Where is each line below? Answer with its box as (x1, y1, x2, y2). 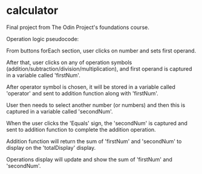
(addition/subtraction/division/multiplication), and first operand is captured (6, 65, 192, 72)
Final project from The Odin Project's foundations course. (6, 24, 149, 31)
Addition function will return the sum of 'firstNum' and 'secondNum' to (6, 137, 182, 145)
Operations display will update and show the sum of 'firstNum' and (6, 155, 172, 163)
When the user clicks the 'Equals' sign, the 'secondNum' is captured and (6, 119, 187, 127)
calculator (6, 4, 59, 18)
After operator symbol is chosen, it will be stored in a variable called (6, 83, 175, 91)
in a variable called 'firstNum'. (6, 71, 80, 79)
